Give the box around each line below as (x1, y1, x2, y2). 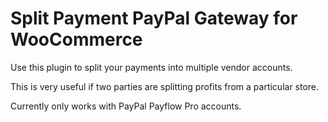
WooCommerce (10, 28, 143, 51)
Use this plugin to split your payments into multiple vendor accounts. (10, 61, 293, 73)
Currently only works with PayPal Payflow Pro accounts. (10, 100, 242, 112)
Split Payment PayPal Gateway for (10, 7, 298, 30)
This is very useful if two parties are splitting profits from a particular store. (10, 80, 320, 92)
